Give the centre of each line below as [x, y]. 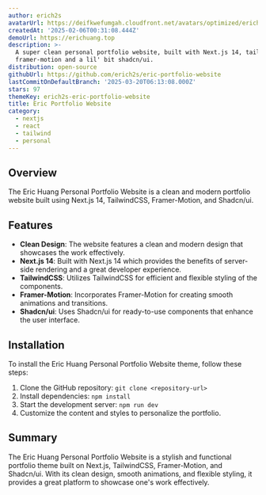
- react [28, 126]
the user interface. [50, 320]
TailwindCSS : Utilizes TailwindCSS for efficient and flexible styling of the [138, 278]
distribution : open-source [53, 67]
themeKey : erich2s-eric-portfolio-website [79, 97]
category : [25, 112]
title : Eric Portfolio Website [60, 104]
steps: [18, 372]
